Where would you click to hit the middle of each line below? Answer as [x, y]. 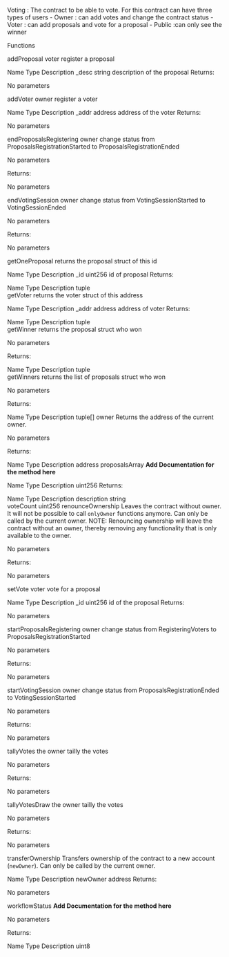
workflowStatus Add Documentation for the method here [89, 906]
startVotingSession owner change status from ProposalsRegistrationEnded [113, 690]
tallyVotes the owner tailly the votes [58, 751]
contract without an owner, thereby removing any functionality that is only [112, 528]
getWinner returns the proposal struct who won [74, 329]
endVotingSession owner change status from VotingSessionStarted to [106, 200]
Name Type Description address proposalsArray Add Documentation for [111, 465]
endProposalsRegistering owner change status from [81, 139]
